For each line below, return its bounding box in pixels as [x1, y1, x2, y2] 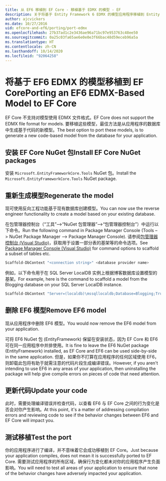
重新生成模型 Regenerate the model [5, 191, 114, 200]
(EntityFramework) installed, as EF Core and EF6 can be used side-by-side [5, 348, 157, 354]
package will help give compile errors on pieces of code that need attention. [5, 370, 161, 377]
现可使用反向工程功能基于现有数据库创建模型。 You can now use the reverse [5, 205, 160, 211]
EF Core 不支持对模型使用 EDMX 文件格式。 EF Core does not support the [5, 115, 154, 120]
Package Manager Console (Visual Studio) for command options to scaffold [5, 245, 159, 251]
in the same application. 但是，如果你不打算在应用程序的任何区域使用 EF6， [5, 354, 159, 360]
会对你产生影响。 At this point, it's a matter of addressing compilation [9, 407, 149, 413]
